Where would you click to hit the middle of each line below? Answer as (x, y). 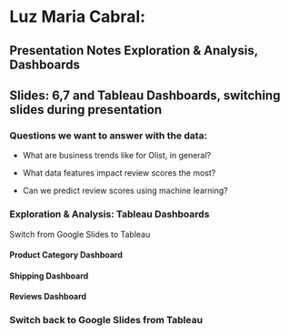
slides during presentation (86, 110)
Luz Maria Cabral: (78, 17)
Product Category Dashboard (66, 255)
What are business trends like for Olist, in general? (117, 156)
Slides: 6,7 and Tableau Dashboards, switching (145, 95)
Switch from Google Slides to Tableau (80, 234)
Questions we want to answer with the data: (108, 136)
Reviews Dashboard (48, 297)
